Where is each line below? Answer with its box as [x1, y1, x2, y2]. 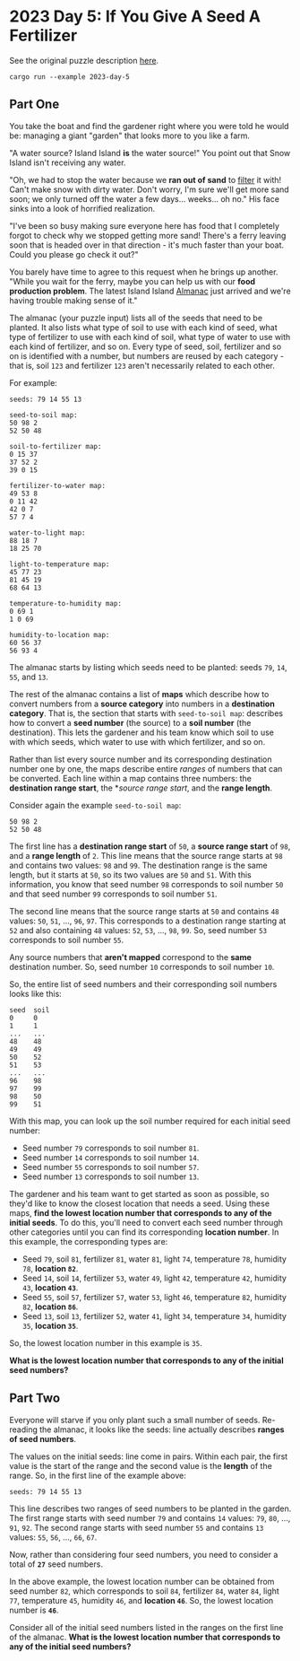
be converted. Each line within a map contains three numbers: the [9, 773, 253, 783]
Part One [9, 97, 60, 112]
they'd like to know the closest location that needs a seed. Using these [9, 1198, 270, 1209]
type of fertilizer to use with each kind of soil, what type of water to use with [9, 331, 291, 342]
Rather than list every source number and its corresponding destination [9, 754, 272, 765]
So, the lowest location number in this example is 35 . [9, 1337, 203, 1348]
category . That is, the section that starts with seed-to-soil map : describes [9, 707, 284, 719]
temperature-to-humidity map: [9, 599, 123, 608]
